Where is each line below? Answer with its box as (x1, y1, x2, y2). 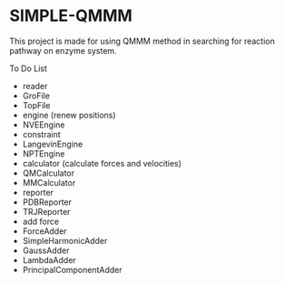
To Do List (9, 63, 47, 74)
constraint (22, 128, 61, 139)
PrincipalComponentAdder (22, 264, 122, 275)
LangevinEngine (22, 138, 83, 149)
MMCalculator (22, 177, 76, 188)
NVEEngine (22, 119, 65, 130)
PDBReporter (22, 197, 73, 208)
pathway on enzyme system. (9, 45, 117, 56)
